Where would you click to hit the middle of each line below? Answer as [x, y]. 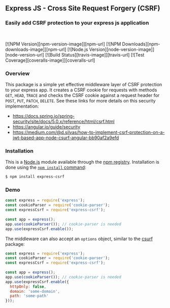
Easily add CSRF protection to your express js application [77, 23]
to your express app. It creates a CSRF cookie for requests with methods [81, 90]
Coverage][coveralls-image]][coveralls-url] [50, 60]
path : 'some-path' [29, 296]
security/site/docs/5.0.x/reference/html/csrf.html [64, 121]
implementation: [22, 106]
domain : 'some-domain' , [35, 291]
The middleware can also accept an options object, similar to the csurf [79, 239]
